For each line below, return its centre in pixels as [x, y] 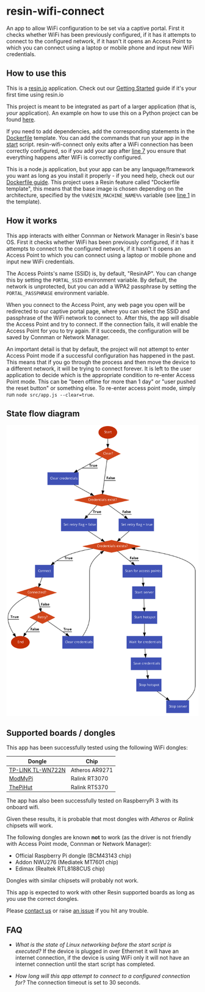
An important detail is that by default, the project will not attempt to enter [98, 349]
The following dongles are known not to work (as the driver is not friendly [99, 837]
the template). [24, 201]
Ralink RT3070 [90, 779]
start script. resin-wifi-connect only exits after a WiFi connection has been [100, 144]
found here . [21, 119]
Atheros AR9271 [92, 770]
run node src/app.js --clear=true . [50, 394]
